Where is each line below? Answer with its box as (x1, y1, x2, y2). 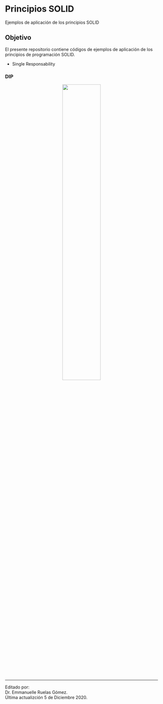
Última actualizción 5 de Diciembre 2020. (5, 695, 88, 701)
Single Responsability (12, 61, 55, 66)
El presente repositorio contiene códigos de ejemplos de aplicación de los (5, 46, 153, 52)
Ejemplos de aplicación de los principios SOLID (5, 19, 99, 25)
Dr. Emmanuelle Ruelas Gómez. (5, 689, 68, 695)
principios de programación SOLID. (5, 51, 75, 57)
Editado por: (5, 684, 30, 690)
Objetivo (5, 33, 32, 42)
